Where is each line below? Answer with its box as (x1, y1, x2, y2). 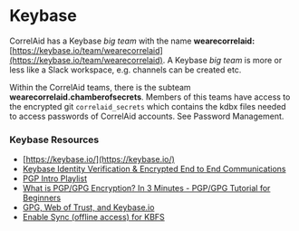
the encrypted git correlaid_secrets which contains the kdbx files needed (9, 101, 287, 111)
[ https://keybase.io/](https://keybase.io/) (22, 154, 175, 165)
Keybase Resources (9, 133, 100, 146)
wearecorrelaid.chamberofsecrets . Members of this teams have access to (9, 91, 291, 102)
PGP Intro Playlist (22, 173, 88, 184)
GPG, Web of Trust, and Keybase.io (22, 202, 155, 213)
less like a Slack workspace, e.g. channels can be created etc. (9, 64, 242, 75)
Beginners (22, 192, 62, 204)
